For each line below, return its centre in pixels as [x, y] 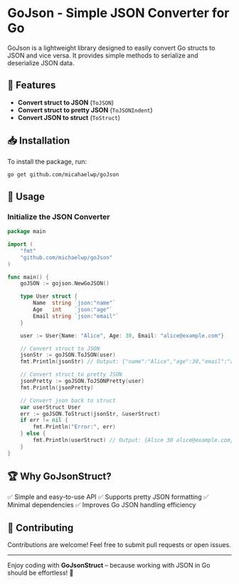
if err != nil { [44, 421]
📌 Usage [26, 196]
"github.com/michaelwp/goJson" [67, 257]
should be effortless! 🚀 [41, 573]
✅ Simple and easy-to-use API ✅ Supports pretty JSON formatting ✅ [108, 497]
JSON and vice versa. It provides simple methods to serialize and [103, 55]
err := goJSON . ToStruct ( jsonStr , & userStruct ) [90, 413]
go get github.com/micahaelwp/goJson [63, 174]
